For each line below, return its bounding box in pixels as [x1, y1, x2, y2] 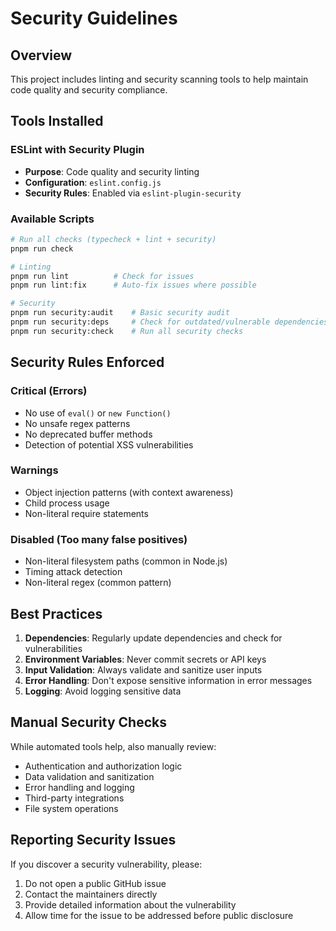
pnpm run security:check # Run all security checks [10, 326, 244, 336]
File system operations [24, 802, 119, 814]
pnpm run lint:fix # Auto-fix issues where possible [10, 280, 257, 291]
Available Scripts [10, 212, 95, 226]
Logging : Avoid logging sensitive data [24, 685, 182, 697]
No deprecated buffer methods [24, 428, 153, 440]
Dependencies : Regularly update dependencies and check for [24, 632, 283, 644]
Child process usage [24, 497, 110, 509]
